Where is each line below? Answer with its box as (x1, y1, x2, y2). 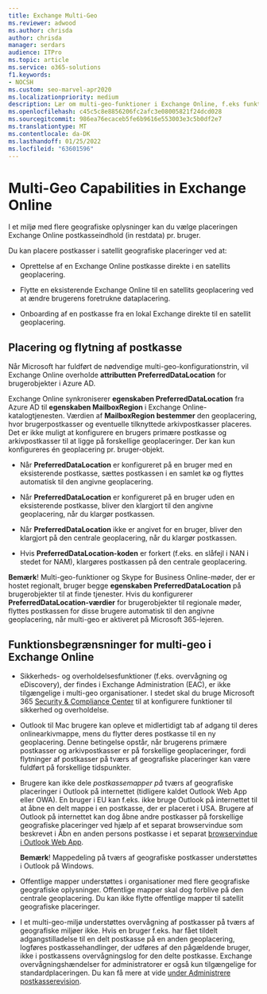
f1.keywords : (8, 71, 52, 79)
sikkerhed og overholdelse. (19, 705, 110, 714)
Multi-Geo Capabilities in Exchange (8, 179, 246, 197)
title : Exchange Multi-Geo (8, 11, 98, 20)
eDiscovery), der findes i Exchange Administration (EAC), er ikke (19, 679, 231, 689)
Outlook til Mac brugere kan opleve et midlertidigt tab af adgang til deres (19, 720, 258, 730)
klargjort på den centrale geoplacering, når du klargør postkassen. (19, 534, 238, 543)
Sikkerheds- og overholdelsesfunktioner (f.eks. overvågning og (19, 671, 228, 681)
